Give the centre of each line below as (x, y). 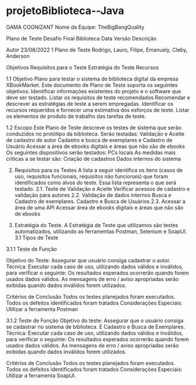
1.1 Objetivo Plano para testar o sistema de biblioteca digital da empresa (92, 79)
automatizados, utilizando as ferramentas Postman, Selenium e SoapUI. (101, 231)
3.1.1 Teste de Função (32, 249)
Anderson (18, 56)
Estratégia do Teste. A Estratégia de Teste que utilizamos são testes (96, 225)
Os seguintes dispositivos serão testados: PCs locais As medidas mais (91, 152)
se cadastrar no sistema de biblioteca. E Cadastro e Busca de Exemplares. (96, 326)
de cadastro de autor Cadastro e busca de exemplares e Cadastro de (89, 140)
